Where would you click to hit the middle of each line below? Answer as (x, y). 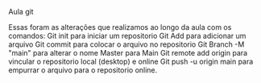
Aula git (21, 12)
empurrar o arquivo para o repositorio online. (83, 70)
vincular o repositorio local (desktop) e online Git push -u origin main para (131, 61)
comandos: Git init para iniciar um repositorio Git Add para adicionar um (127, 36)
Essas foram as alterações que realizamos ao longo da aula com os (120, 27)
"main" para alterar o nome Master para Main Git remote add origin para (128, 53)
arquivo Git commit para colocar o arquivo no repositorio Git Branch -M (126, 44)
